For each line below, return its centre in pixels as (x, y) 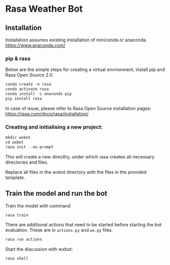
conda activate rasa (27, 89)
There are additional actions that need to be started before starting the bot (83, 225)
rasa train (17, 215)
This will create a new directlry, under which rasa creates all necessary (80, 156)
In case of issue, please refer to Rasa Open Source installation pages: (78, 108)
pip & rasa (18, 58)
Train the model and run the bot (56, 193)
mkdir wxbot (18, 138)
